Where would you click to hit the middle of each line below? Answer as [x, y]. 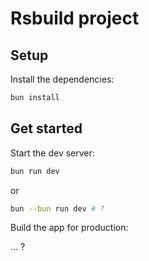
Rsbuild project [75, 18]
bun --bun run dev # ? [57, 208]
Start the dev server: [52, 153]
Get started [46, 128]
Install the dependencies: [62, 79]
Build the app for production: [69, 228]
